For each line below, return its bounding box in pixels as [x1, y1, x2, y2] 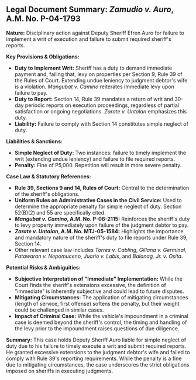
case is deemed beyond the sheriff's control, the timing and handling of [14, 319, 187, 326]
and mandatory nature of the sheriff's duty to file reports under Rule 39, [14, 234, 188, 241]
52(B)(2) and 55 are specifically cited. [14, 209, 106, 216]
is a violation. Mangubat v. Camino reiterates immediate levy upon [14, 83, 174, 90]
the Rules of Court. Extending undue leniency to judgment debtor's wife [14, 77, 188, 84]
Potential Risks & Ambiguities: [6, 264, 81, 271]
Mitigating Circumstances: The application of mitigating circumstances [14, 293, 188, 300]
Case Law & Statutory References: [6, 172, 92, 180]
